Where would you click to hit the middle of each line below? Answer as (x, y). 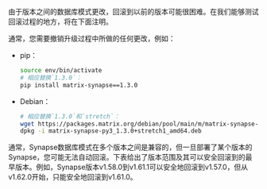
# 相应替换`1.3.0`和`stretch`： (70, 116)
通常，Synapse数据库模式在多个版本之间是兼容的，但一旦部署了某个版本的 (130, 147)
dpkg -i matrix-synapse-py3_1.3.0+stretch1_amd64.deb (110, 131)
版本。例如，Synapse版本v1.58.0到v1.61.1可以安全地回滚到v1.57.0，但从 (132, 167)
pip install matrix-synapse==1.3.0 (79, 85)
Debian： (35, 101)
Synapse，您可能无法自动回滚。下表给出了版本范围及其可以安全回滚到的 (127, 157)
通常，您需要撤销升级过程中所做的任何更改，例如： (92, 39)
